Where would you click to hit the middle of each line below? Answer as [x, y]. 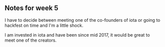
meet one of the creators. [31, 40]
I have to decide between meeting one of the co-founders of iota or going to [82, 20]
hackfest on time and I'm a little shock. [44, 25]
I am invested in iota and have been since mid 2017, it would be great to [77, 35]
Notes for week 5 [31, 8]
